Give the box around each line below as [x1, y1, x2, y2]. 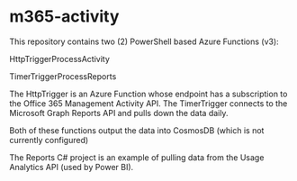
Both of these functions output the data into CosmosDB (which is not [9, 124, 265, 136]
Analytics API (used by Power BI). [9, 161, 134, 172]
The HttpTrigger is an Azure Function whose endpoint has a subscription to [9, 88, 288, 99]
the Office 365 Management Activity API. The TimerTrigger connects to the [9, 97, 288, 109]
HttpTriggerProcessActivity [9, 53, 111, 64]
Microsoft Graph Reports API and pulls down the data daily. [9, 107, 229, 118]
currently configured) [9, 134, 89, 145]
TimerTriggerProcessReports [9, 70, 117, 82]
